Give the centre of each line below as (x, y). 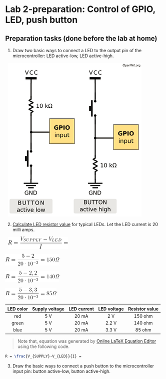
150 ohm (143, 316)
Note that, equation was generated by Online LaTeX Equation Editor (87, 341)
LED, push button (41, 20)
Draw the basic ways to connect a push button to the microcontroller (83, 366)
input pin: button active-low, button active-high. (61, 371)
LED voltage (111, 309)
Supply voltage (48, 309)
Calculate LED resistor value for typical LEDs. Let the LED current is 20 (85, 224)
